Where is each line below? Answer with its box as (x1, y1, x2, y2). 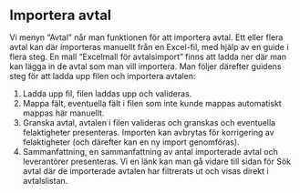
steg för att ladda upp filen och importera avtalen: (9, 70, 196, 81)
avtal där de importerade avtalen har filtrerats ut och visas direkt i (22, 165, 269, 177)
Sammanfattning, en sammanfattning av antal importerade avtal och (22, 146, 278, 157)
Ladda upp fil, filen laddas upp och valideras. (22, 87, 192, 99)
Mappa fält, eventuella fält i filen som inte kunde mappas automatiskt (22, 97, 282, 108)
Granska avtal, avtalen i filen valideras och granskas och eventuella (22, 117, 276, 127)
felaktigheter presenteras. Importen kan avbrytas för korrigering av (22, 127, 275, 137)
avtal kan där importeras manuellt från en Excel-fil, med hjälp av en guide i (9, 41, 289, 52)
